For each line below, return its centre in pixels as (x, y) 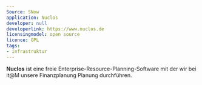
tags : (13, 46)
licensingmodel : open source (43, 35)
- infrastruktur (27, 52)
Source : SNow (23, 12)
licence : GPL (23, 40)
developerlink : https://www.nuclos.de (55, 29)
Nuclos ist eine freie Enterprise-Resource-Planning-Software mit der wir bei (101, 69)
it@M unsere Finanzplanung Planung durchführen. (69, 75)
